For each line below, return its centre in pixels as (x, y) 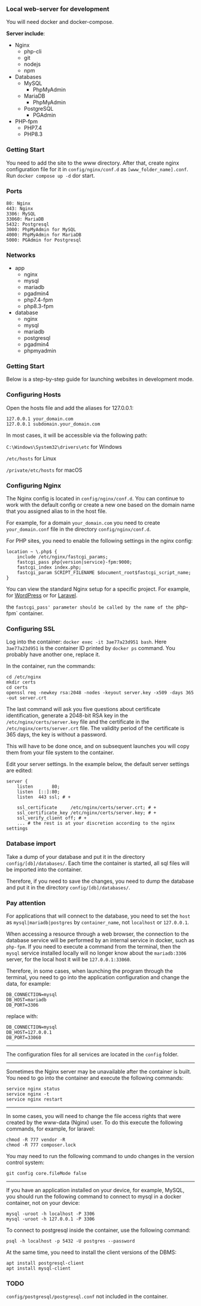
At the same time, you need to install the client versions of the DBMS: (92, 1252)
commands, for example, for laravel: (51, 1129)
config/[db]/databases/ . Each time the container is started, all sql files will (98, 863)
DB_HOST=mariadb (26, 1000)
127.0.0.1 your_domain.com (40, 419)
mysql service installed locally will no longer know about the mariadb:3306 (96, 953)
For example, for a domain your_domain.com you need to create (83, 523)
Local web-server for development (58, 9)
